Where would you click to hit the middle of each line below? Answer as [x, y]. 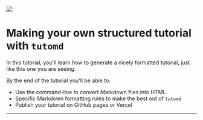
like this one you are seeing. [41, 68]
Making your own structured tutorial [99, 33]
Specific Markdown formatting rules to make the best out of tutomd [98, 98]
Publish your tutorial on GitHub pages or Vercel [74, 104]
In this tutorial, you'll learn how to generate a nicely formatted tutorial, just [98, 62]
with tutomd [35, 46]
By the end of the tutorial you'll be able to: [58, 80]
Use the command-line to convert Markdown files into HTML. [91, 92]
